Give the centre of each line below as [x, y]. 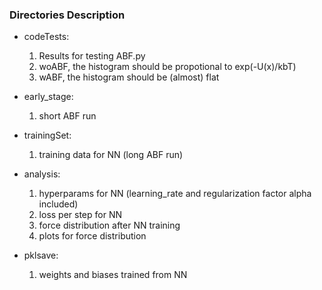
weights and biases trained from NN [113, 275]
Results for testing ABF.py [92, 56]
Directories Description [67, 15]
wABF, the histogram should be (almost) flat [129, 77]
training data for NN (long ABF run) [111, 155]
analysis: [42, 174]
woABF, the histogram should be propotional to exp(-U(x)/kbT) [167, 67]
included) [58, 204]
